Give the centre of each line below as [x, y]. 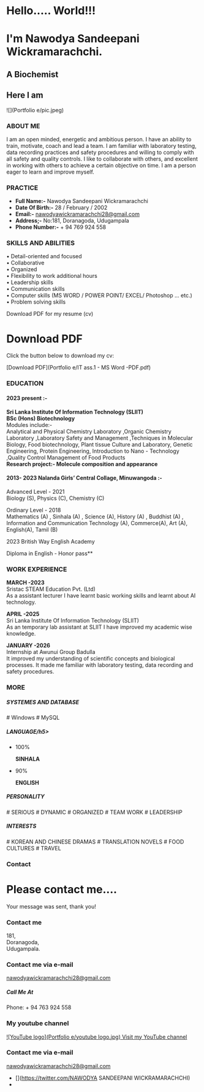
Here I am [25, 95]
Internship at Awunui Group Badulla [51, 652]
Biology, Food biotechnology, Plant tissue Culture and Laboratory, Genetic [100, 444]
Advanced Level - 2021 [36, 491]
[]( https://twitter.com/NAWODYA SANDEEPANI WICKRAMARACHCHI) [103, 1078]
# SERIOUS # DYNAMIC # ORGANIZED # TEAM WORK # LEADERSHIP [94, 812]
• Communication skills [36, 289]
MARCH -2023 [25, 583]
